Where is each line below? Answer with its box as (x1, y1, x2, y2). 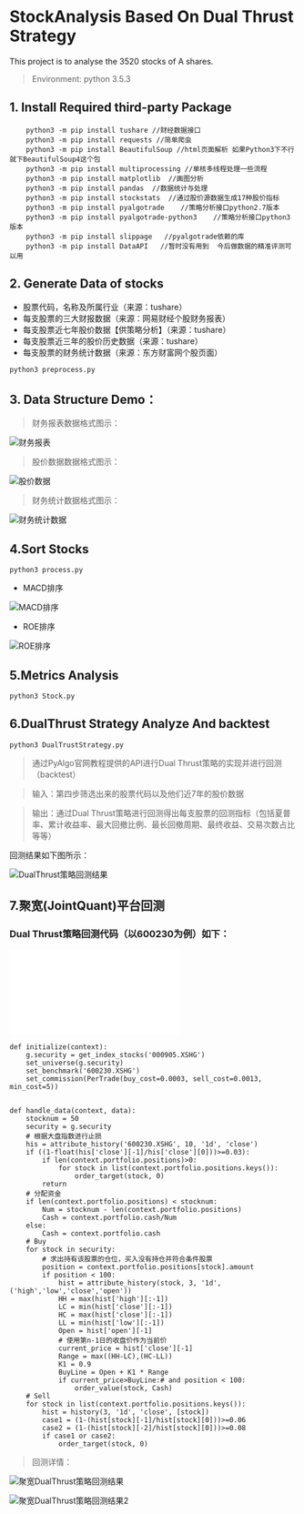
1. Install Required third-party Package (9, 100, 232, 116)
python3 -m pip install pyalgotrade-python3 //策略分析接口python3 (25, 212, 291, 222)
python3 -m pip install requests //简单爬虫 (25, 135, 192, 145)
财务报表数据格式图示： (31, 418, 120, 429)
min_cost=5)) (9, 1082, 59, 1091)
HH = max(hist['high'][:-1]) (57, 1294, 169, 1303)
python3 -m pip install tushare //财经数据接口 (25, 126, 202, 135)
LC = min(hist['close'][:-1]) (57, 1302, 173, 1311)
